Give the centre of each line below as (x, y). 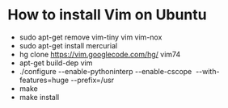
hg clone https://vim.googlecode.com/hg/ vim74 (100, 54)
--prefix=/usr (93, 80)
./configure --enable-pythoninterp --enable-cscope (106, 71)
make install (39, 97)
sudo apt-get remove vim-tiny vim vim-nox (91, 37)
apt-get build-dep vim (56, 63)
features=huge (44, 80)
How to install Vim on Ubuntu (107, 15)
